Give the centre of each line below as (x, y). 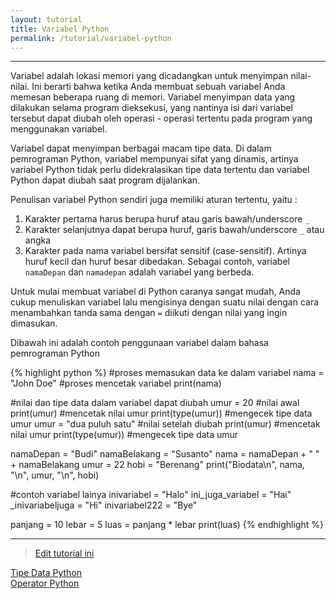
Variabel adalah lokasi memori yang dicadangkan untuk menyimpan (149, 76)
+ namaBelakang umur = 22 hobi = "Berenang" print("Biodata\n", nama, (157, 465)
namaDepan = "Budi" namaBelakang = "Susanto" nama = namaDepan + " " (165, 454)
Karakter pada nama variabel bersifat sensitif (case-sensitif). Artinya (165, 251)
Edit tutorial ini (64, 553)
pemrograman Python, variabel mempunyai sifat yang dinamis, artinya (154, 159)
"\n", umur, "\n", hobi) (55, 475)
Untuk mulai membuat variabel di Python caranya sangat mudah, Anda (155, 292)
